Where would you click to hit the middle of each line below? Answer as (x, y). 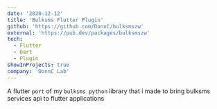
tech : (15, 39)
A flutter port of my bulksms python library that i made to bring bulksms (109, 91)
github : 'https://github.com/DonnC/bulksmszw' (76, 26)
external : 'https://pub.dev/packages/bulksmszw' (79, 33)
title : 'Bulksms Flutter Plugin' (55, 20)
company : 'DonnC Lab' (38, 71)
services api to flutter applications (56, 98)
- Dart (23, 52)
